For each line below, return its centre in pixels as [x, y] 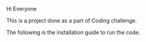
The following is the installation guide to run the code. [73, 32]
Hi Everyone [22, 9]
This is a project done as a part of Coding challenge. [72, 20]
